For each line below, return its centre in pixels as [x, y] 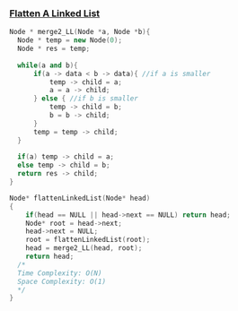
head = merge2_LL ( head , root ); [84, 248]
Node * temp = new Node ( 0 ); [70, 40]
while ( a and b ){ [48, 65]
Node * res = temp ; [54, 49]
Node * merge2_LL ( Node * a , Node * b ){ [80, 32]
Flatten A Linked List [55, 13]
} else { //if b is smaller [86, 99]
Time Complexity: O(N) [60, 273]
